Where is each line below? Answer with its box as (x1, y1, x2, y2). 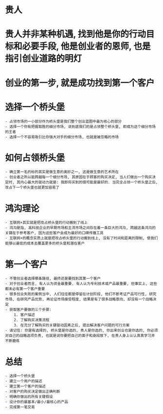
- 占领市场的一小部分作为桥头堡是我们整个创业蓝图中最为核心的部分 (5, 119, 122, 124)
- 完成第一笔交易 (5, 405, 35, 410)
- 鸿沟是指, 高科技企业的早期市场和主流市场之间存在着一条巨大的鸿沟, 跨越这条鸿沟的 (5, 225, 156, 230)
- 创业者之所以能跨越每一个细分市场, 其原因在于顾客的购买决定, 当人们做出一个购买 (5, 174, 152, 180)
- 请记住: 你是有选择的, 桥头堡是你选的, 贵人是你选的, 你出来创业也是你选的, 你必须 (5, 328, 158, 333)
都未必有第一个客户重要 (5, 286, 45, 291)
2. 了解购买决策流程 (14, 318, 50, 323)
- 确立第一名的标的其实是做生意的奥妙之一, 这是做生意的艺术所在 (5, 170, 119, 174)
